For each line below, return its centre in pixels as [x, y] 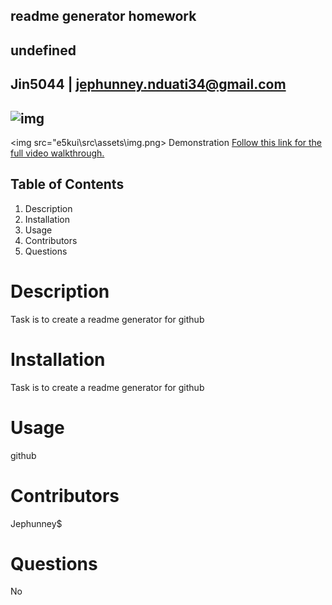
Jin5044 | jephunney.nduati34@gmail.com [148, 84]
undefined [43, 50]
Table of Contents [67, 184]
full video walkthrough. [57, 153]
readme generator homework [103, 16]
